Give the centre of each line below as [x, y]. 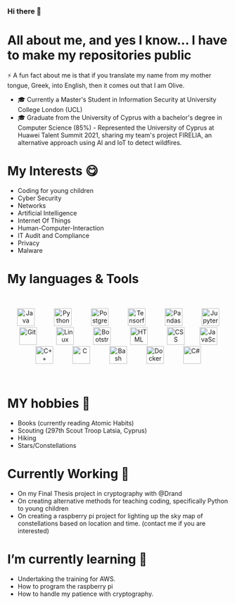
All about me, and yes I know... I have [117, 40]
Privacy [28, 243]
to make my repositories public [100, 55]
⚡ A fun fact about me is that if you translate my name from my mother [109, 75]
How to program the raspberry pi [65, 586]
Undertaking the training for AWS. [66, 579]
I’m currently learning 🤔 [77, 559]
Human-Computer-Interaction [61, 227]
